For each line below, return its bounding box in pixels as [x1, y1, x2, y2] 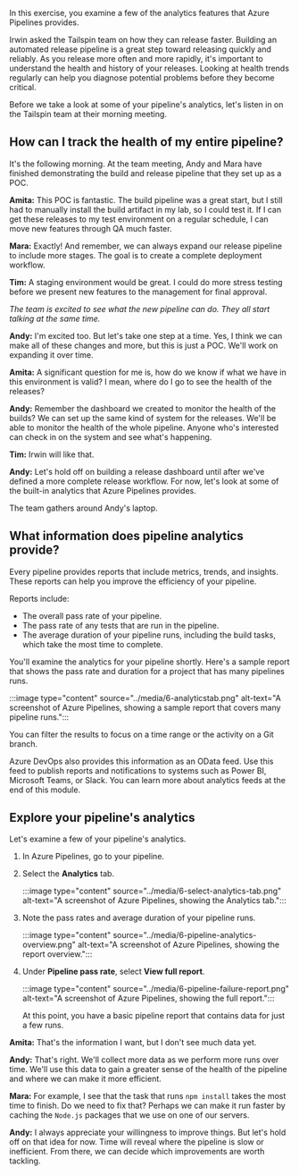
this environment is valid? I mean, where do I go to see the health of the [9, 376, 272, 387]
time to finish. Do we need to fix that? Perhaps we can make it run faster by [9, 1100, 286, 1112]
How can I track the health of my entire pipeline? [9, 134, 284, 150]
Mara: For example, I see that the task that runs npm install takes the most [9, 1091, 287, 1102]
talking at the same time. [9, 313, 101, 324]
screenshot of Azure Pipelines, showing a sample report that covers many [9, 702, 281, 713]
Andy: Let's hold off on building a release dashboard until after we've [9, 466, 265, 477]
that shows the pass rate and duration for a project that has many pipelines [9, 665, 286, 676]
